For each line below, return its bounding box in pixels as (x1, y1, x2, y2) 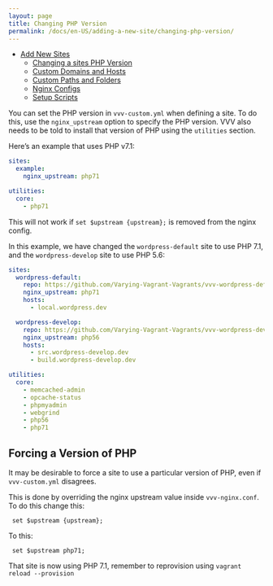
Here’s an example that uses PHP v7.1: (8, 142, 136, 151)
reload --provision (8, 569, 75, 578)
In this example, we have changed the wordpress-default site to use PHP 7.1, (8, 241, 264, 251)
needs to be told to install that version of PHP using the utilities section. (8, 125, 256, 135)
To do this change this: (8, 501, 85, 510)
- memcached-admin (23, 386, 85, 394)
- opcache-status (23, 393, 82, 401)
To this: (8, 531, 33, 540)
